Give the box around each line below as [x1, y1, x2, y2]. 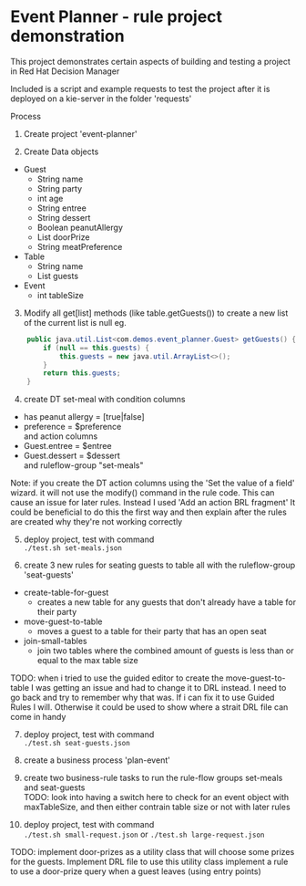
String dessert [36, 212, 91, 223]
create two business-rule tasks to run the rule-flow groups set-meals [23, 773, 283, 784]
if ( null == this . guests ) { [43, 343, 149, 352]
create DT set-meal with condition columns [23, 394, 186, 405]
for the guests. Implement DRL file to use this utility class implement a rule [10, 856, 289, 868]
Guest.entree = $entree [23, 441, 112, 452]
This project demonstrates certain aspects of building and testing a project [10, 56, 291, 67]
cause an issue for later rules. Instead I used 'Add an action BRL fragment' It [10, 497, 296, 508]
